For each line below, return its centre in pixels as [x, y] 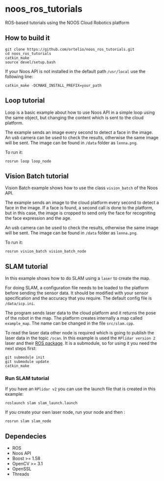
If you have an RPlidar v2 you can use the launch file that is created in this [80, 389]
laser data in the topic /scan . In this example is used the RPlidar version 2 [80, 338]
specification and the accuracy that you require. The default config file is [79, 298]
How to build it [27, 38]
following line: [19, 76]
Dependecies [26, 436]
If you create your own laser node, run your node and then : [65, 412]
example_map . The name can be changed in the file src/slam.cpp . [70, 323]
